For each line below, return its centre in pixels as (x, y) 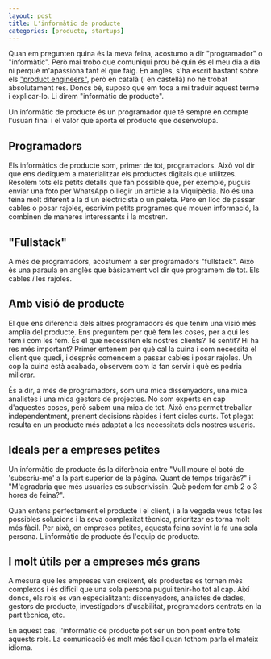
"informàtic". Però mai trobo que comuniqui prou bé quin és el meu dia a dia (134, 62)
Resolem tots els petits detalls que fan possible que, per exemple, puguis (130, 183)
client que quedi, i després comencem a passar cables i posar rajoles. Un (130, 357)
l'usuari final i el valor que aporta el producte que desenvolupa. (113, 121)
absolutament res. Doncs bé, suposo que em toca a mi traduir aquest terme (134, 88)
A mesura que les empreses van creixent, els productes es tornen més (126, 581)
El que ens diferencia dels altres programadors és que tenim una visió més (132, 323)
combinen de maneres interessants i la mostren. (88, 217)
